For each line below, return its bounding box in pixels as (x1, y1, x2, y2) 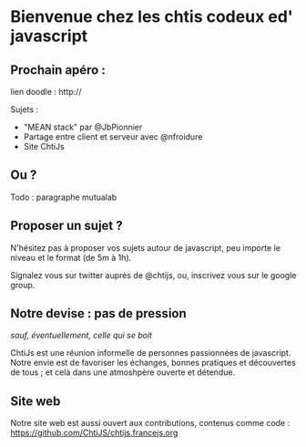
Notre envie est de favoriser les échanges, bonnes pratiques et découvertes (10, 358, 297, 369)
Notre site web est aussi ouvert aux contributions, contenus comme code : (10, 418, 291, 429)
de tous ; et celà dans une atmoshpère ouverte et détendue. (10, 367, 236, 378)
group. (10, 279, 36, 290)
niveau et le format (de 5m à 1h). (10, 252, 132, 263)
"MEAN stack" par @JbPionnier (23, 121, 143, 132)
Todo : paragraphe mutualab (10, 192, 117, 203)
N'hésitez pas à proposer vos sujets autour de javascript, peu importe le (10, 242, 281, 253)
